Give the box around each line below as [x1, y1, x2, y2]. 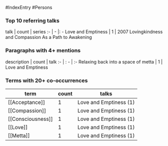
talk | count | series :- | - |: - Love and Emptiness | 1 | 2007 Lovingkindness [5, 29, 163, 35]
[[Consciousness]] [8, 115, 53, 122]
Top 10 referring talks [5, 17, 60, 24]
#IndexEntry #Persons [5, 5, 53, 10]
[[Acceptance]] [8, 98, 45, 106]
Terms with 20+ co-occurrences [5, 77, 88, 84]
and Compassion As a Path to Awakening [5, 34, 92, 40]
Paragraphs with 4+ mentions [5, 47, 81, 54]
